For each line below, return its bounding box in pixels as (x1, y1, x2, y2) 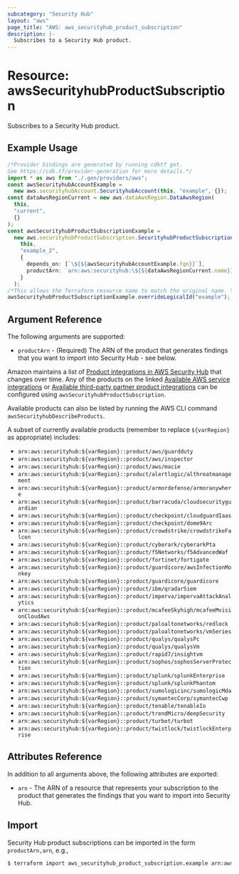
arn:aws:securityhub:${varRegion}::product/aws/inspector (17, 456, 193, 463)
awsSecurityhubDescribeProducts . (7, 411, 105, 421)
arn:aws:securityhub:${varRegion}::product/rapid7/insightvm (17, 651, 203, 658)
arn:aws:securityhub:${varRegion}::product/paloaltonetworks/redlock (17, 621, 229, 628)
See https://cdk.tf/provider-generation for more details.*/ (7, 168, 193, 175)
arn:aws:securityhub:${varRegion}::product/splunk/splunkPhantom (17, 680, 216, 687)
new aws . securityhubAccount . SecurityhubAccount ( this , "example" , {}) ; (14, 187, 228, 195)
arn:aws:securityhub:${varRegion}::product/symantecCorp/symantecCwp (17, 695, 229, 702)
